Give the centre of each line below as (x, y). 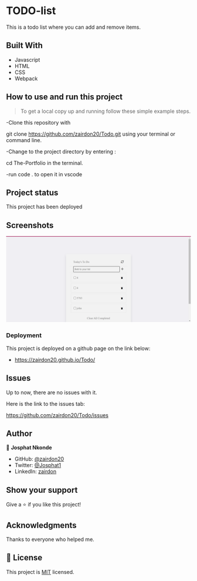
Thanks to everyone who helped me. (50, 539)
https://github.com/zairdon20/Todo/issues (57, 415)
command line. (24, 140)
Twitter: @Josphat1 (38, 465)
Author (19, 433)
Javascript (27, 59)
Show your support (42, 490)
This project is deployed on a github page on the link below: (78, 348)
